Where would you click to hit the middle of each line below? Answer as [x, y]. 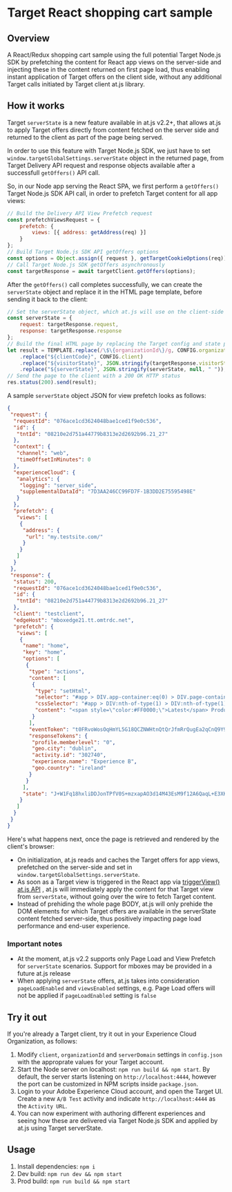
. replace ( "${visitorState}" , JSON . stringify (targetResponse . [109, 363]
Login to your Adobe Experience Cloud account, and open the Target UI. [120, 1091]
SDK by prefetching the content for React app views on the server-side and [114, 62]
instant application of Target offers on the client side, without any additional [115, 77]
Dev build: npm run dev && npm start [69, 1173]
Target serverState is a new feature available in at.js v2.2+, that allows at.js [114, 122]
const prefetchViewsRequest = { [54, 220]
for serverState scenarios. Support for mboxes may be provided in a [115, 966]
